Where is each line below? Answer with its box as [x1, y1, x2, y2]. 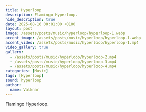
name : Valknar [10, 87, 39, 92]
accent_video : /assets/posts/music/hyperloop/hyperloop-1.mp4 [5, 40, 139, 45]
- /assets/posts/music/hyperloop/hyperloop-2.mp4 [10, 54, 116, 60]
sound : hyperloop [5, 78, 42, 83]
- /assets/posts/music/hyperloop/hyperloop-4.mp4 [10, 64, 116, 69]
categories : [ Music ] [5, 69, 49, 74]
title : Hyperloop [5, 7, 42, 13]
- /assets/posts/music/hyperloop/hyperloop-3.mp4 [10, 59, 116, 64]
